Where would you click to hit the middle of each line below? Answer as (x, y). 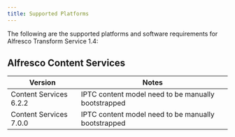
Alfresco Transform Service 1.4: (53, 41)
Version (42, 82)
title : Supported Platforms (48, 14)
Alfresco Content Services (66, 63)
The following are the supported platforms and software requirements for (113, 34)
